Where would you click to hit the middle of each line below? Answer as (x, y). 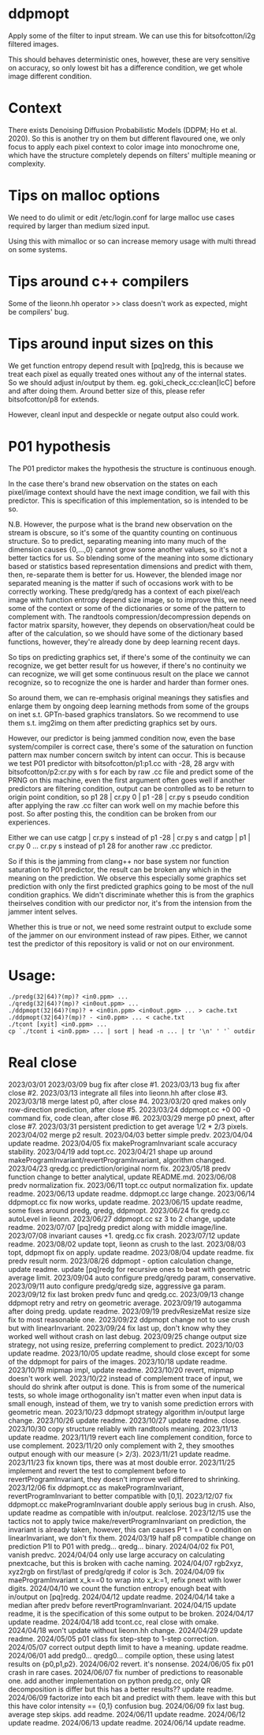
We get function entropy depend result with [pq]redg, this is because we (126, 365)
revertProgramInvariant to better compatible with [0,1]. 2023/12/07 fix (121, 1495)
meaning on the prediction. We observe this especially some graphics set (127, 877)
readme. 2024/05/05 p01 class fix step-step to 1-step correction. (113, 1639)
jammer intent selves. (43, 911)
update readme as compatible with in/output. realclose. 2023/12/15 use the (130, 1512)
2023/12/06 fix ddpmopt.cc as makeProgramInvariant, (96, 1488)
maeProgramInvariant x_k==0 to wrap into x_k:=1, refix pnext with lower (125, 1580)
